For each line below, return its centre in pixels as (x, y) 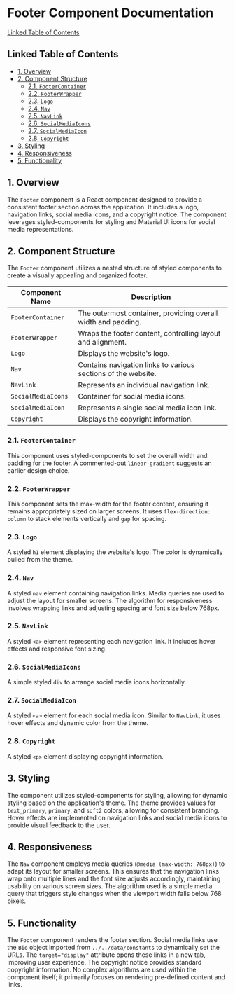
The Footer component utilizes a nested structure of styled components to (115, 268)
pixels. (17, 901)
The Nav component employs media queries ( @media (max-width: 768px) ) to (116, 864)
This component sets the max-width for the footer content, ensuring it (108, 504)
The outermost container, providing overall (148, 313)
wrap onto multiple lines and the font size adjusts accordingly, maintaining (114, 879)
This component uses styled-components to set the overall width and (107, 455)
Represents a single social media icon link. (147, 408)
